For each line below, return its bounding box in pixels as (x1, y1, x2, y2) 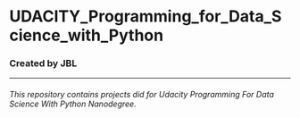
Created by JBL (9, 57, 78, 70)
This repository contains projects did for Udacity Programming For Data (9, 89, 275, 100)
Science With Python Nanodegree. (9, 98, 137, 109)
